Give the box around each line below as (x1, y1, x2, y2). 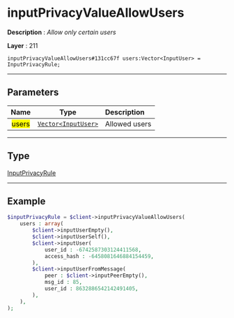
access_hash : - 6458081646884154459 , (44, 252, 155, 259)
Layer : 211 (7, 41, 38, 50)
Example (7, 195, 46, 207)
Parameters (7, 86, 59, 98)
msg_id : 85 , (44, 279, 82, 286)
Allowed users (104, 119, 152, 128)
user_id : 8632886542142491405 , (44, 285, 139, 292)
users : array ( (19, 220, 64, 227)
